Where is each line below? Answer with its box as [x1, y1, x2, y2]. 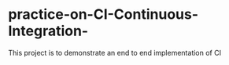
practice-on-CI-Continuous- [8, 5, 199, 23]
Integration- [8, 22, 89, 40]
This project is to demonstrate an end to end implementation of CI [8, 48, 222, 57]
